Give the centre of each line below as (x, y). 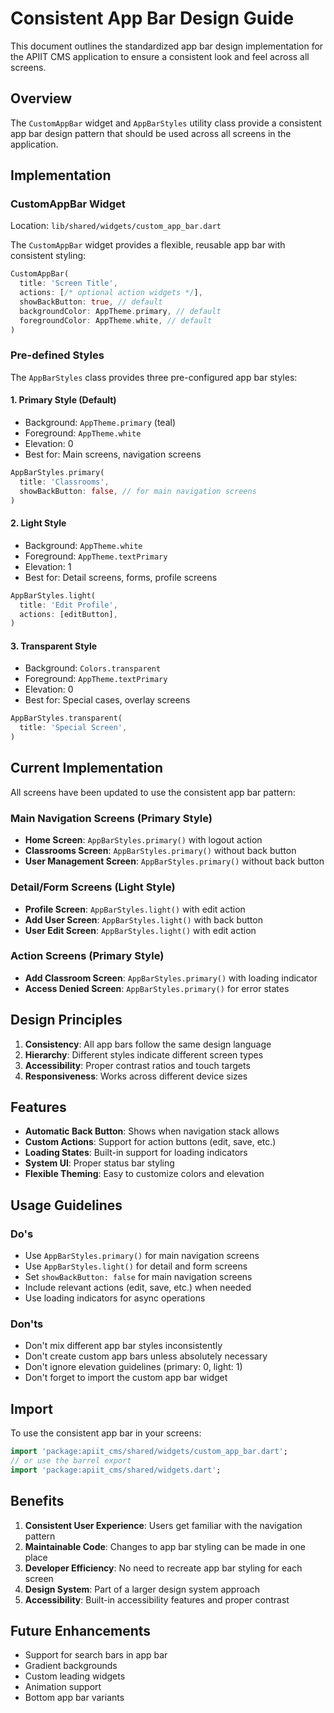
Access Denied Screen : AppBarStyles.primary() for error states (157, 988)
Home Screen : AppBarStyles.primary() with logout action (143, 840)
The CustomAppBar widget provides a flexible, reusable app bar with (148, 245)
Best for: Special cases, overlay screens (107, 700)
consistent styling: (48, 256)
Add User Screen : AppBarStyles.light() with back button (143, 919)
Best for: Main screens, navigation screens (113, 454)
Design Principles (66, 1020)
